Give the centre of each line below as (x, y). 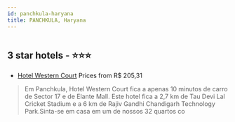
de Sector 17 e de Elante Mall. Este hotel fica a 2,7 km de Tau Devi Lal (125, 97)
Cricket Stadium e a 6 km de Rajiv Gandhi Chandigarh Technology (120, 104)
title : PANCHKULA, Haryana (47, 20)
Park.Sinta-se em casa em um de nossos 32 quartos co (105, 112)
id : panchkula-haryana (40, 14)
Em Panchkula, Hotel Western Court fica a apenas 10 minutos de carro (126, 89)
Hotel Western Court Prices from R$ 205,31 (80, 76)
